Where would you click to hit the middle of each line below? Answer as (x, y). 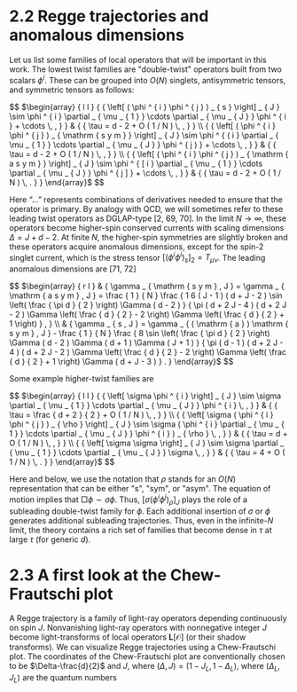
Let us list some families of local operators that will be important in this (138, 59)
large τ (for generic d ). (50, 539)
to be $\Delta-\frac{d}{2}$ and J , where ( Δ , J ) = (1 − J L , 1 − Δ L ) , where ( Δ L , (145, 667)
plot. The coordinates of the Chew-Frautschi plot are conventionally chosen (147, 657)
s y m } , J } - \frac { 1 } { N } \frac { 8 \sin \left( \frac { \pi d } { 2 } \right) (140, 334)
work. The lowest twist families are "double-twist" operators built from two (145, 69)
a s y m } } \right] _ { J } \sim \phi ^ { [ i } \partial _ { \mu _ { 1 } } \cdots (136, 163)
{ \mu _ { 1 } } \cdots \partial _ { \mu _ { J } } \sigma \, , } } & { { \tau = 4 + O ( (147, 452)
